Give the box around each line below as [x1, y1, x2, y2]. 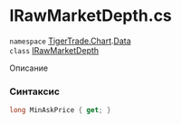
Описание [9, 62, 48, 73]
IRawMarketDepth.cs [9, 5, 172, 26]
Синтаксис [9, 85, 61, 98]
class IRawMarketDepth [9, 44, 100, 55]
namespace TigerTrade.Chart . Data [9, 35, 131, 46]
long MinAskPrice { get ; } [9, 106, 111, 115]
